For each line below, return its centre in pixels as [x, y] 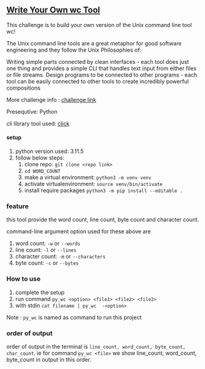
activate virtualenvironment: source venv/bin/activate [93, 184]
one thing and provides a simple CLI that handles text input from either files [102, 68]
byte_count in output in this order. [49, 359]
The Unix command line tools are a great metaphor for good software [94, 43]
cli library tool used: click [38, 123]
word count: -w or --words [48, 243]
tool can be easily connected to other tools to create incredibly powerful [98, 81]
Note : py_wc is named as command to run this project [74, 317]
